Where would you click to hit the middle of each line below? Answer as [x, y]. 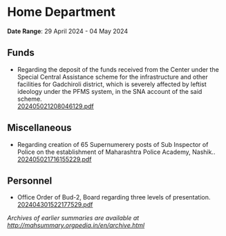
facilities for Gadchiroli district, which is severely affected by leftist [112, 84]
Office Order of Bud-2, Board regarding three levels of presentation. [114, 197]
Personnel [30, 180]
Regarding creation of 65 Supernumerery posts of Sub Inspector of [113, 144]
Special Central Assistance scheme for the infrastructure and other [113, 77]
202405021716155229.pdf [54, 159]
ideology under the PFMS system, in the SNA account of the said [110, 91]
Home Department [62, 12]
